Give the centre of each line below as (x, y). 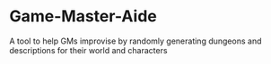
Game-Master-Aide (83, 16)
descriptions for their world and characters (88, 50)
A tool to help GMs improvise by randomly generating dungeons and (135, 41)
